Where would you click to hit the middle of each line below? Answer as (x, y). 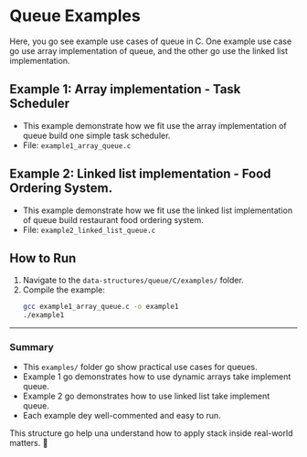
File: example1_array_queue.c (77, 145)
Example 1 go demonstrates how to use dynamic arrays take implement (157, 377)
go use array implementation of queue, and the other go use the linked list (148, 50)
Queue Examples (75, 16)
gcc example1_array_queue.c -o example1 (101, 307)
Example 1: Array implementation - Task (125, 89)
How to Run (43, 258)
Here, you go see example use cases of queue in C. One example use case (151, 41)
